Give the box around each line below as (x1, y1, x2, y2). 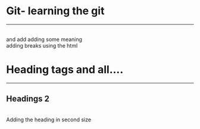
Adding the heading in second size (6, 116, 91, 123)
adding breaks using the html (6, 42, 78, 49)
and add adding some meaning (6, 36, 82, 43)
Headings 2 (6, 94, 49, 104)
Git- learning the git (6, 4, 105, 18)
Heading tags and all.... (6, 63, 124, 77)
